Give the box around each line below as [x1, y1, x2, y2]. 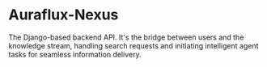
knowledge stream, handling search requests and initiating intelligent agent [8, 40, 259, 50]
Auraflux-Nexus [8, 6, 119, 24]
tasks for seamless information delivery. [8, 49, 142, 59]
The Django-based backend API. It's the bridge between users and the [8, 32, 244, 42]
